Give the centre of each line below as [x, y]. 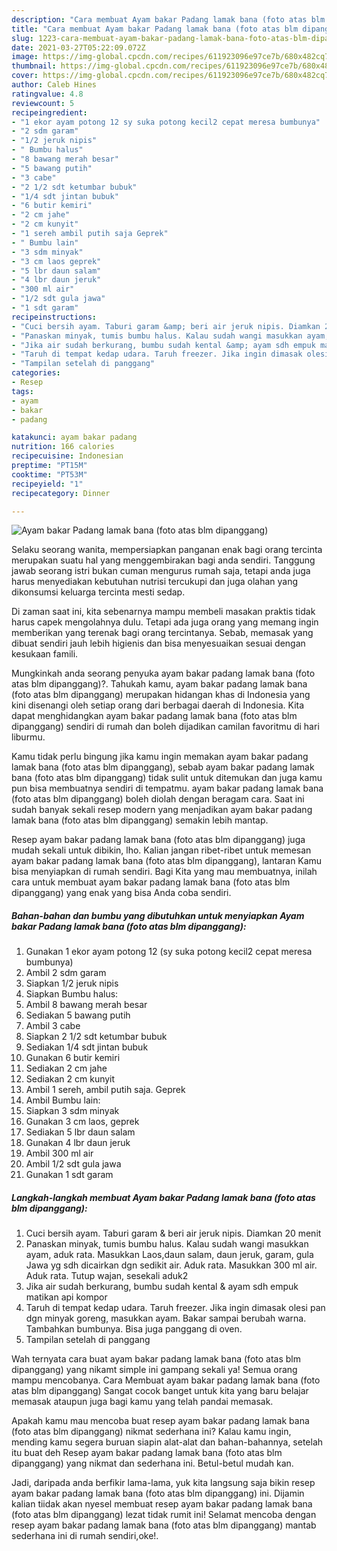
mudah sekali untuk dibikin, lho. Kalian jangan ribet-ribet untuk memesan [161, 850]
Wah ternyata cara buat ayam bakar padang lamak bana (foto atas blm [156, 1359]
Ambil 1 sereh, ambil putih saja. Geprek [105, 1090]
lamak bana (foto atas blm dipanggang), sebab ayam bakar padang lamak [163, 767]
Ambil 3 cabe [53, 1026]
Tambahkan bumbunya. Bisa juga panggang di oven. [134, 1329]
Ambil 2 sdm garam [66, 973]
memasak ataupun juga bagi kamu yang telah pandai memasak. [142, 1402]
